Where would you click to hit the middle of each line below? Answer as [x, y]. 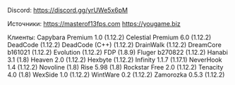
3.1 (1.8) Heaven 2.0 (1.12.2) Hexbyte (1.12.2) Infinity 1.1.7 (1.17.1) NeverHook [115, 60]
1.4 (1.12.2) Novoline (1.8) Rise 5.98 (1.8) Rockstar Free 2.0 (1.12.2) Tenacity [115, 67]
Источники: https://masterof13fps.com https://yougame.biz [94, 24]
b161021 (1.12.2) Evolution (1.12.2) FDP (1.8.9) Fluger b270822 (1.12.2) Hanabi [117, 52]
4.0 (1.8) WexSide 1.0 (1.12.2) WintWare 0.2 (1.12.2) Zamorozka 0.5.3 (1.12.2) [116, 74]
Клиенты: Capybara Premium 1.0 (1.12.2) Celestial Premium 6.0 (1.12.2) [109, 37]
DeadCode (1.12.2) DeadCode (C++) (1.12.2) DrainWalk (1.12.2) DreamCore [115, 45]
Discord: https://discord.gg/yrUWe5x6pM [68, 10]
